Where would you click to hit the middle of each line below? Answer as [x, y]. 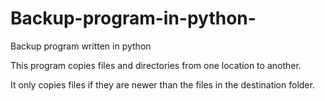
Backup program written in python [81, 46]
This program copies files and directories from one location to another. [156, 65]
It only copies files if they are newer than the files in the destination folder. [162, 84]
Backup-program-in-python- [133, 18]
